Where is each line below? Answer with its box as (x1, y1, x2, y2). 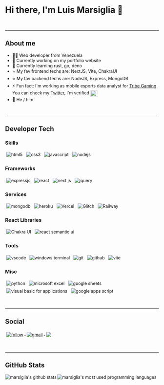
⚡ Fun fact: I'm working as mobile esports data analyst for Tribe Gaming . (12, 83, 158, 88)
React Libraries (5, 216, 42, 223)
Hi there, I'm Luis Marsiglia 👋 (5, 4, 123, 16)
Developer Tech (5, 125, 55, 133)
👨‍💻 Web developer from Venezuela (12, 52, 83, 58)
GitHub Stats (5, 361, 45, 369)
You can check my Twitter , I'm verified (12, 90, 89, 96)
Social (5, 318, 24, 326)
